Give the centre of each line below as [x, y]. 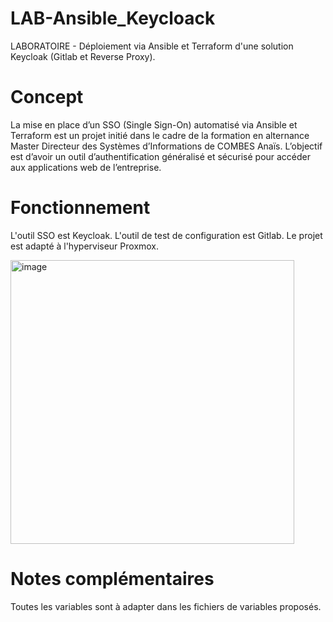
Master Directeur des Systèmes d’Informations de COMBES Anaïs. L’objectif [166, 146]
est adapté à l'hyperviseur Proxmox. [85, 246]
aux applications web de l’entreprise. [86, 167]
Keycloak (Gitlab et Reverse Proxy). [83, 56]
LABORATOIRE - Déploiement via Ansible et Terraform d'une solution [152, 46]
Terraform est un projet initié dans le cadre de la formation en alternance [160, 135]
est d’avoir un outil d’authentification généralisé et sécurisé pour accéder [161, 156]
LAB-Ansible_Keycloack [113, 18]
